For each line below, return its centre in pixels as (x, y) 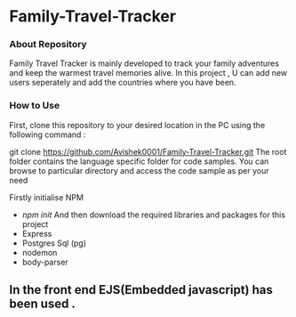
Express (37, 233)
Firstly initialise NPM (47, 197)
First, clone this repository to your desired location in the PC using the (137, 125)
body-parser (45, 262)
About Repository (48, 45)
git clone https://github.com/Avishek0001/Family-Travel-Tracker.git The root (148, 151)
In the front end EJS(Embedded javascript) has (141, 290)
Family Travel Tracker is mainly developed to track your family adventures (144, 63)
